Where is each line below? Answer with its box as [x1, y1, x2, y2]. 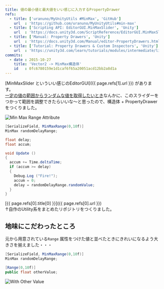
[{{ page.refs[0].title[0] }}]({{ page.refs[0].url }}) [5, 200, 102, 206]
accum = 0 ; [14, 178, 36, 183]
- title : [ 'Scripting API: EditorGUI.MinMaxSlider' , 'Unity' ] [9, 25, 139, 30]
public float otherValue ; [5, 269, 58, 274]
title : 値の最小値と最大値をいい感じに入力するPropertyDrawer [5, 7, 121, 12]
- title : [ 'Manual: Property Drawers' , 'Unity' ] [9, 35, 110, 40]
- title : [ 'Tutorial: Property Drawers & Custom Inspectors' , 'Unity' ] [9, 44, 159, 48]
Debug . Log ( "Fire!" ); [14, 173, 58, 178]
